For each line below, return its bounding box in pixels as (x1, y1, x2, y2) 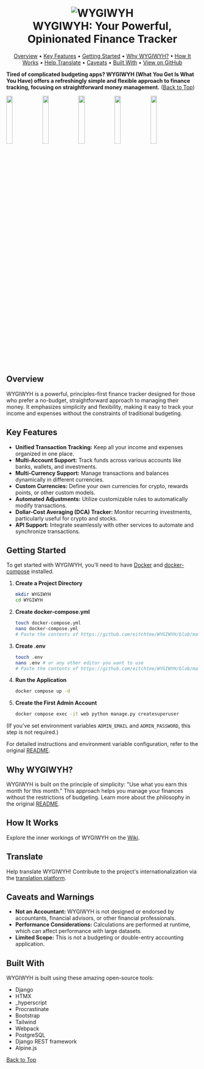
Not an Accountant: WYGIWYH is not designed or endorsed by (15, 908, 175, 915)
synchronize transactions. (15, 527, 80, 535)
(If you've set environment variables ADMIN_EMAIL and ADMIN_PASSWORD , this (6, 722, 191, 730)
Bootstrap (15, 1012, 40, 1020)
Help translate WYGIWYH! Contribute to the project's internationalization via (6, 868, 197, 875)
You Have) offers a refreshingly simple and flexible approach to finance (6, 77, 191, 84)
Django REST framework (15, 1038, 77, 1045)
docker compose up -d (15, 688, 70, 694)
